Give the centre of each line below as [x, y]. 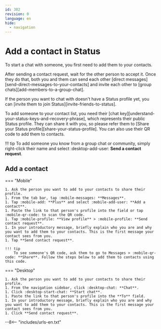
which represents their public [116, 119]
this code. [16, 261]
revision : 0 [17, 14]
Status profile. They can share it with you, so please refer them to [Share [77, 124]
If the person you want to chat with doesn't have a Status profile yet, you [77, 99]
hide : [10, 23]
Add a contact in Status [53, 52]
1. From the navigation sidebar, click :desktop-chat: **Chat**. [72, 288]
